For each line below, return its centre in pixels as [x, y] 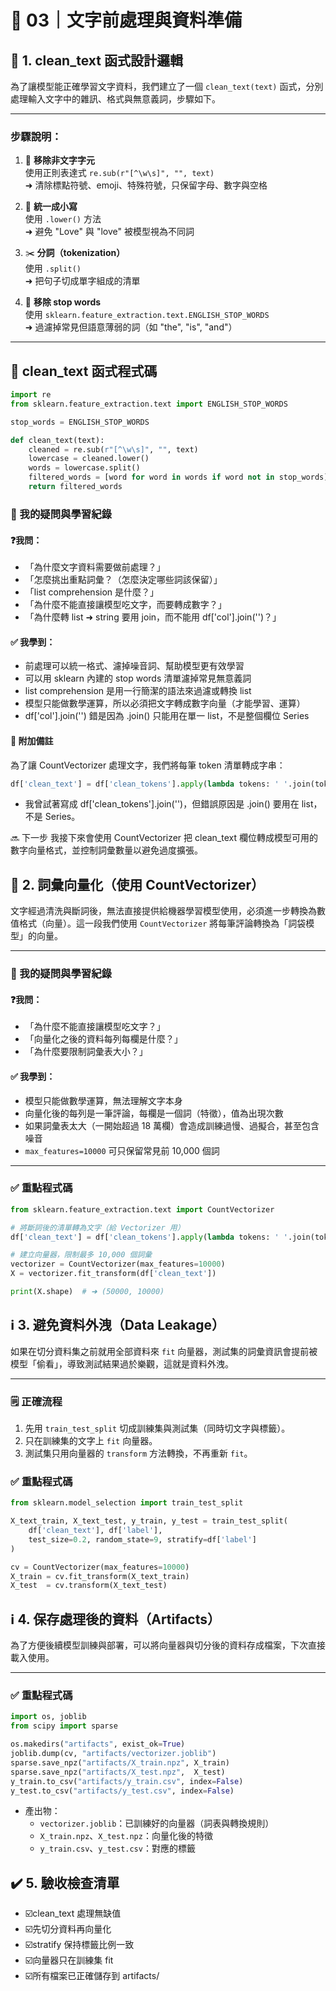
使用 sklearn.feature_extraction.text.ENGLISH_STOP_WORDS [147, 315]
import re [31, 395]
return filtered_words [75, 487]
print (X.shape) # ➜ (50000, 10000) [87, 1292]
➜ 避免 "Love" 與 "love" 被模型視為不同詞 [109, 232]
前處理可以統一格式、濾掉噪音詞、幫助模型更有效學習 [134, 666]
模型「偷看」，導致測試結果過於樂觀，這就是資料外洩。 [122, 1363]
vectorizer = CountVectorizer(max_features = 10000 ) [118, 1264]
